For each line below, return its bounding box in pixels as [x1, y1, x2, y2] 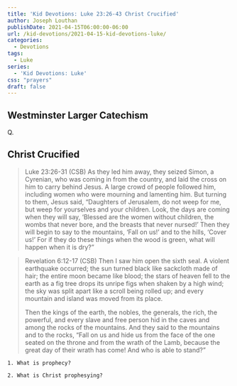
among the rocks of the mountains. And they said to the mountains [24, 323, 220, 331]
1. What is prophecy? [7, 359, 72, 366]
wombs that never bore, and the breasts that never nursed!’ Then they [24, 220, 230, 228]
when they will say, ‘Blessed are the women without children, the [24, 212, 214, 221]
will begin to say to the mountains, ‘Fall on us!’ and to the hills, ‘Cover [24, 228, 227, 236]
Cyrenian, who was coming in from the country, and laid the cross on [24, 175, 227, 183]
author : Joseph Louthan [7, 17, 78, 24]
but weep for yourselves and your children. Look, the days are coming [24, 205, 231, 214]
